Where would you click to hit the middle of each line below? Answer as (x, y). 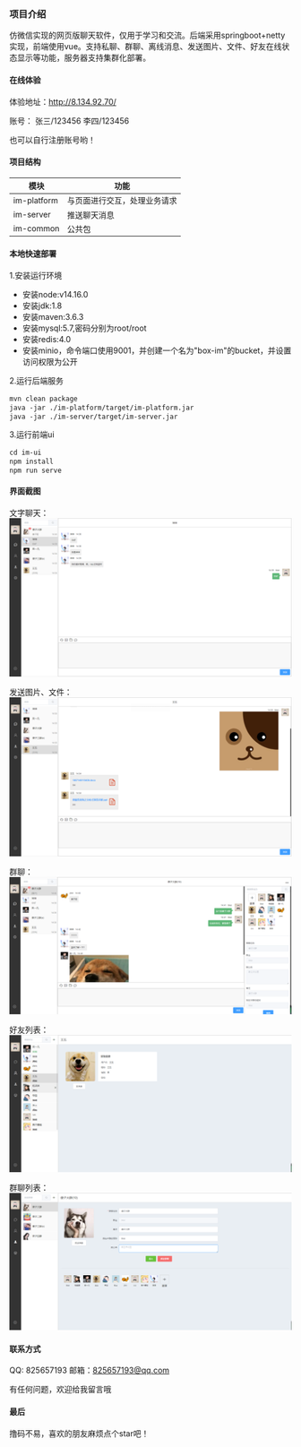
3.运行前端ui (32, 434)
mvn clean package (43, 399)
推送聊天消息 (90, 215)
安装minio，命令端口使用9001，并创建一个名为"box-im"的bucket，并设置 (157, 350)
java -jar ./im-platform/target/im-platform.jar (102, 408)
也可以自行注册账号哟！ (52, 140)
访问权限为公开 (50, 361)
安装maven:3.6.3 (53, 316)
